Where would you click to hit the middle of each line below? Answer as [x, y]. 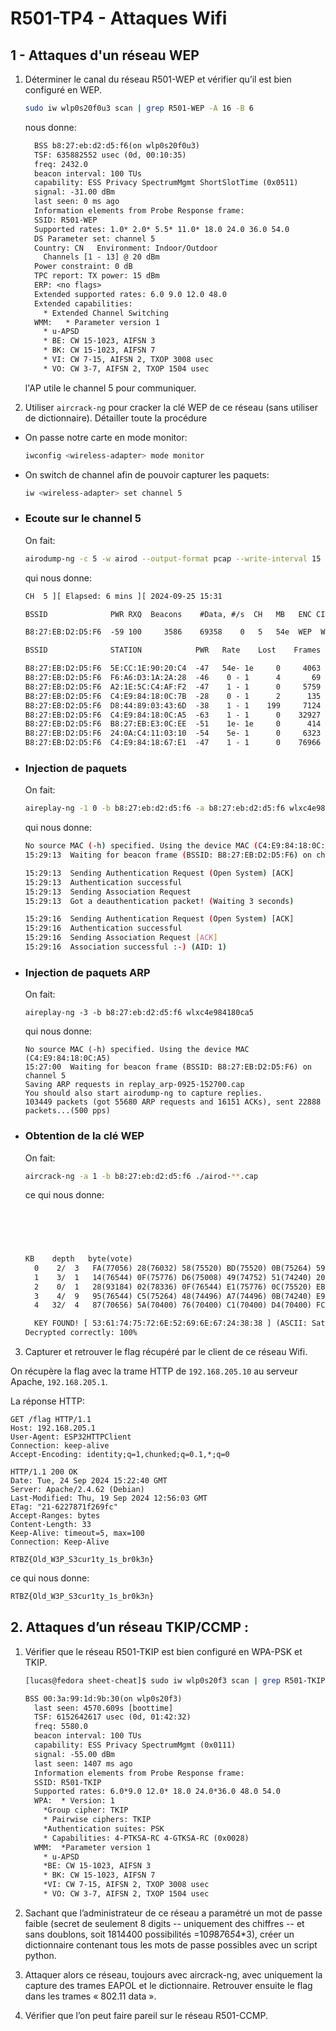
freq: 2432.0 [61, 164]
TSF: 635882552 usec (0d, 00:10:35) [110, 155]
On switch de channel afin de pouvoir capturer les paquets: [147, 474]
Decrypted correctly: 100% [81, 1333]
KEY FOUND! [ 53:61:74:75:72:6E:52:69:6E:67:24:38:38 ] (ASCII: [171, 1323]
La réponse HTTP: [48, 1401]
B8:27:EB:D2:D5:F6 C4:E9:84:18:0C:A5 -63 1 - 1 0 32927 [173, 715]
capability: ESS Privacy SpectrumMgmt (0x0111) [135, 1745]
